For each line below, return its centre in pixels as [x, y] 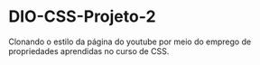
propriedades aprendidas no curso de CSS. [89, 51]
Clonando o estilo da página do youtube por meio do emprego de [130, 42]
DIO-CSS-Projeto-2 [82, 17]
